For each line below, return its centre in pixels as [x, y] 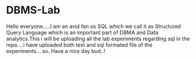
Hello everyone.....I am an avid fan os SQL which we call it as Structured [94, 26]
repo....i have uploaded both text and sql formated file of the [79, 45]
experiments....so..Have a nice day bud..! [56, 51]
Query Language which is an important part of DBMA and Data [82, 32]
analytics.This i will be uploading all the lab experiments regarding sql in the [98, 38]
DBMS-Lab [33, 10]
